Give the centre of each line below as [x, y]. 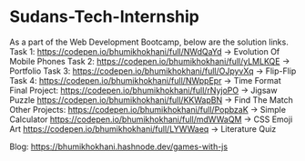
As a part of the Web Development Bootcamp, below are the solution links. [149, 42]
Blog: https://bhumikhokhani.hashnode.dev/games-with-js [119, 146]
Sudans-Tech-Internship [105, 17]
